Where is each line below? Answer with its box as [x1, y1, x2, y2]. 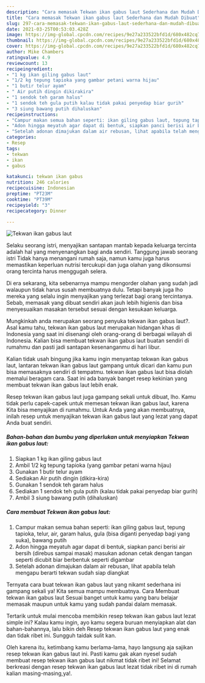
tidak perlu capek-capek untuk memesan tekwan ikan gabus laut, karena [6, 400, 189, 407]
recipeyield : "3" [6, 202, 51, 208]
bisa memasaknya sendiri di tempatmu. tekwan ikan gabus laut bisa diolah [6, 368, 193, 376]
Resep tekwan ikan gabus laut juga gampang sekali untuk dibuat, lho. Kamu [6, 393, 196, 401]
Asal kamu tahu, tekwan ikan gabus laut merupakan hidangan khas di [6, 324, 181, 331]
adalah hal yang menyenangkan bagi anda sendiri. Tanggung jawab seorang [6, 248, 198, 256]
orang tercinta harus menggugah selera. [6, 267, 108, 275]
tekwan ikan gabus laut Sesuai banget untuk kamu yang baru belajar [6, 594, 178, 602]
